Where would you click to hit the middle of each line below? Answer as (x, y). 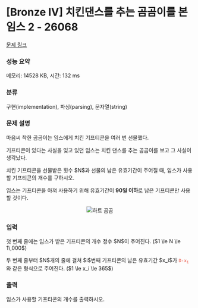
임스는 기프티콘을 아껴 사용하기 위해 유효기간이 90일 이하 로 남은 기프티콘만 (93, 190)
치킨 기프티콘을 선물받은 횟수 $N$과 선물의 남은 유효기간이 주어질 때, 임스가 (94, 170)
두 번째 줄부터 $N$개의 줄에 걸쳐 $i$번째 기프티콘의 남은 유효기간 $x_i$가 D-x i (98, 261)
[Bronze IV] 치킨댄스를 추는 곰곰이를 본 (97, 12)
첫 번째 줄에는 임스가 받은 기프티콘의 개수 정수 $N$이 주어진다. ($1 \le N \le (94, 241)
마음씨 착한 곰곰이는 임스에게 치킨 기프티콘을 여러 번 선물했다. (78, 137)
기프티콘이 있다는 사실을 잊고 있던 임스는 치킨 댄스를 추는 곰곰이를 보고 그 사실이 (99, 150)
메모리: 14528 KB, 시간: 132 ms (43, 76)
